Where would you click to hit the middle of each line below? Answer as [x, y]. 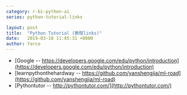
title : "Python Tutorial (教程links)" [54, 33]
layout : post [22, 28]
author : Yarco [24, 44]
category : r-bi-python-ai [38, 11]
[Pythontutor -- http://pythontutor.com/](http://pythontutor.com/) [93, 85]
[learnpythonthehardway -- [48, 73]
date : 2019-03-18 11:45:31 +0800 [50, 39]
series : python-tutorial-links [44, 17]
